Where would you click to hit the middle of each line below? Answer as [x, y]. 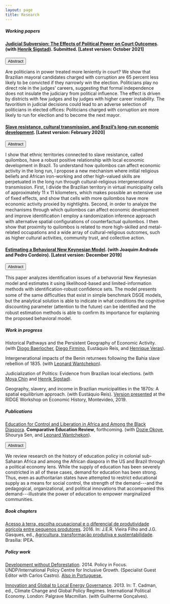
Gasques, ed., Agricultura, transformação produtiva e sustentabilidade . [79, 535]
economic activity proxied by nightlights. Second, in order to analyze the [81, 204]
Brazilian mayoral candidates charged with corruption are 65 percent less [82, 77]
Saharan [14, 461]
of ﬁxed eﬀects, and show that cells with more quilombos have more [77, 198]
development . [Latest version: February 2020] [55, 132]
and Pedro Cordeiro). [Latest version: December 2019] [63, 255]
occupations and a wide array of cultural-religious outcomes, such [91, 232]
